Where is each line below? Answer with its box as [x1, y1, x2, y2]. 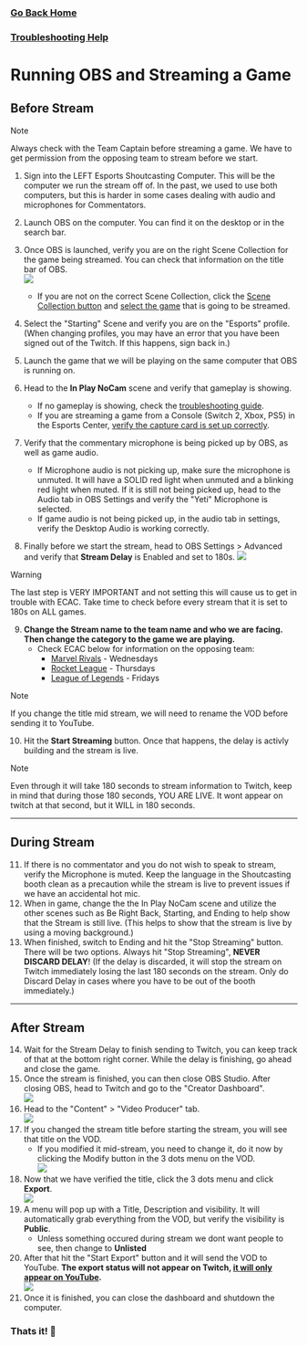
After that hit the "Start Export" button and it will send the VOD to [23, 1253, 268, 1264]
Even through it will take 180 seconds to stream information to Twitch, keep [10, 780, 292, 791]
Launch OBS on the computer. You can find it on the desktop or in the [23, 216, 285, 227]
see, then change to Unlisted [36, 1243, 147, 1254]
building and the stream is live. [23, 744, 139, 755]
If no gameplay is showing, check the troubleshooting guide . [36, 400, 265, 411]
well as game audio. [23, 447, 99, 457]
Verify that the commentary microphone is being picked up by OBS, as [23, 436, 289, 448]
